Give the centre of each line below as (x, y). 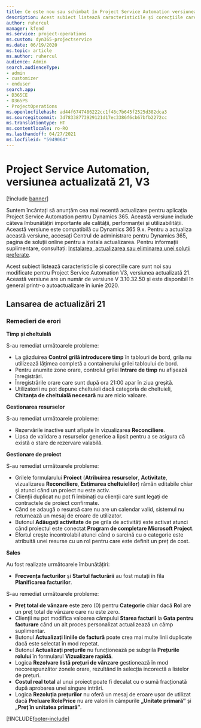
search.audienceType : (33, 67)
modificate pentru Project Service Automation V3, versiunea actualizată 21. (98, 272)
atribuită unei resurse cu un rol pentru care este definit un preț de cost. (102, 541)
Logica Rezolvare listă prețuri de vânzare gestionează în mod (92, 663)
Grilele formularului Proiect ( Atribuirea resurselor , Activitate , (91, 478)
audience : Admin (26, 62)
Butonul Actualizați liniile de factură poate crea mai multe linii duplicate (103, 637)
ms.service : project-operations (46, 34)
